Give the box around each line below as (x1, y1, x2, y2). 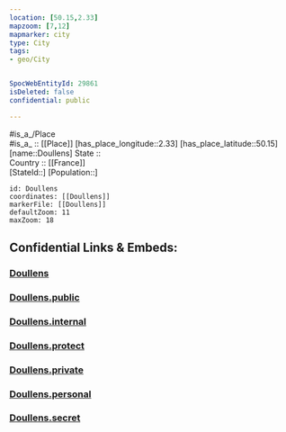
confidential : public (9, 95, 91, 104)
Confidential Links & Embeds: (9, 240, 178, 256)
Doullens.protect (9, 339, 85, 352)
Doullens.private (9, 364, 84, 376)
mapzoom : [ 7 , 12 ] (9, 22, 70, 31)
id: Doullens (9, 184, 58, 193)
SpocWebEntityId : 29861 (9, 79, 99, 88)
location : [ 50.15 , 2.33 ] (9, 13, 99, 22)
